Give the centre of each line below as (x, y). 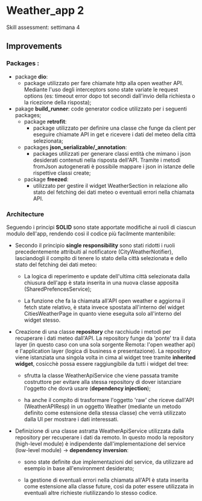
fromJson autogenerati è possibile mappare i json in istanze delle (114, 166)
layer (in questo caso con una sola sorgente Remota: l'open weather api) (105, 344)
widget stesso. (42, 320)
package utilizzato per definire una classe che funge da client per (114, 128)
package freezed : (46, 179)
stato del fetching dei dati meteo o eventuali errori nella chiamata (114, 192)
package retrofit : (45, 121)
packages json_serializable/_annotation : (75, 147)
